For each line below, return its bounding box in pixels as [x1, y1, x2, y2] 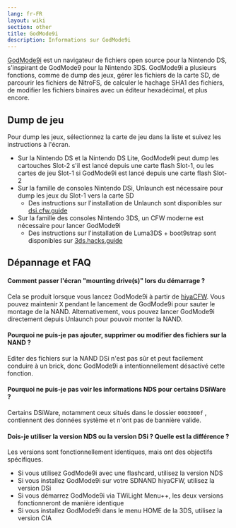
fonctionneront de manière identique [17, 499, 124, 508]
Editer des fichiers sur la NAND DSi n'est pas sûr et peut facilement [7, 354, 203, 362]
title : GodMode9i [7, 30, 59, 37]
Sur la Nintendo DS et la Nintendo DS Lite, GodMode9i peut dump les [17, 153, 219, 162]
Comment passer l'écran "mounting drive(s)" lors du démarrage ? [7, 276, 206, 284]
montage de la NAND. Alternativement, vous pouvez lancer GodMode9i [7, 307, 215, 316]
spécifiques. [7, 455, 44, 464]
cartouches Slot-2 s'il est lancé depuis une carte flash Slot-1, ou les [17, 161, 214, 169]
